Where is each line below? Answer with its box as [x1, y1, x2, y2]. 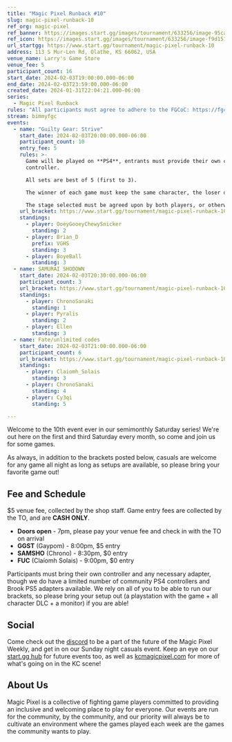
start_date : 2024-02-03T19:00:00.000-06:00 [7, 74, 135, 81]
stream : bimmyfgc [7, 113, 57, 119]
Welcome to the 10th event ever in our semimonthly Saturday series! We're [7, 425, 220, 433]
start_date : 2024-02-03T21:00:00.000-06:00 [19, 342, 147, 349]
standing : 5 [32, 400, 67, 407]
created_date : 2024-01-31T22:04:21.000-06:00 [7, 87, 140, 94]
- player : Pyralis [25, 311, 79, 318]
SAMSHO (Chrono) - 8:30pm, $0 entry [17, 549, 128, 558]
